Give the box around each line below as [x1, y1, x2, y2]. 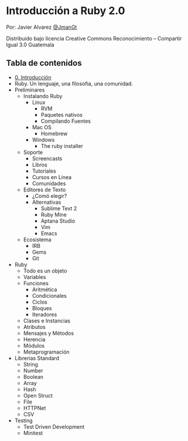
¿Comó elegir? [32, 192, 67, 199]
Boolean [23, 373, 44, 380]
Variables [23, 273, 46, 280]
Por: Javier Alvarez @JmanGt [6, 23, 77, 31]
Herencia [23, 336, 46, 343]
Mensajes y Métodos [23, 329, 74, 336]
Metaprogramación [23, 348, 70, 355]
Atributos [23, 323, 46, 330]
